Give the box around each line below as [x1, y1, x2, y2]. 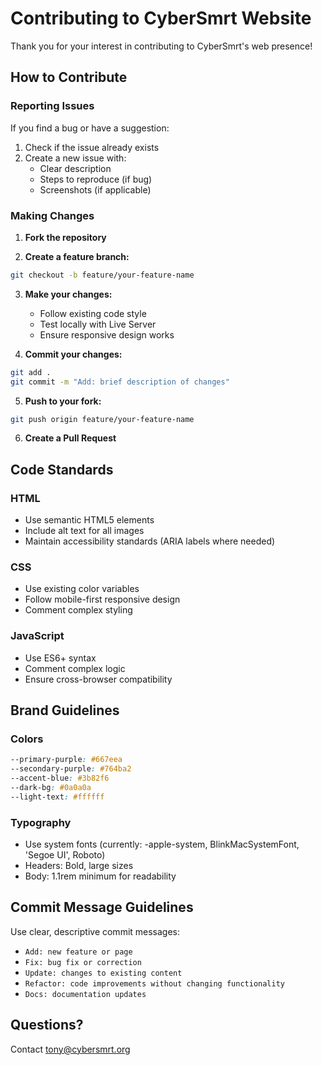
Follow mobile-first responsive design [24, 593, 181, 606]
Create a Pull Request [24, 432, 117, 444]
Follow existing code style [39, 307, 147, 319]
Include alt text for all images [24, 525, 145, 537]
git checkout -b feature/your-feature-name [10, 270, 195, 280]
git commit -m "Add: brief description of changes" [10, 377, 230, 387]
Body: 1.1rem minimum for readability [24, 870, 177, 882]
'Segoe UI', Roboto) [24, 849, 106, 861]
